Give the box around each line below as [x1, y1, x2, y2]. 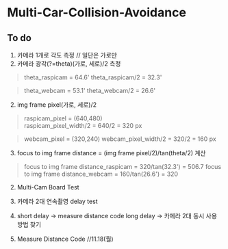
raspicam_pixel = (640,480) [23, 114, 103, 122]
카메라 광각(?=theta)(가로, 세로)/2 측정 [16, 60, 121, 68]
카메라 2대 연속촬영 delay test [16, 197, 98, 205]
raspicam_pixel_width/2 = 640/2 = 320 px [23, 122, 142, 129]
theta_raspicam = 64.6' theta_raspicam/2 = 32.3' [23, 73, 162, 81]
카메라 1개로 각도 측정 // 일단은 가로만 [16, 51, 118, 59]
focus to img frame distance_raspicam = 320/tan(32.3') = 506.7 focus [23, 163, 221, 170]
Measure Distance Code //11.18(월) [16, 235, 114, 243]
